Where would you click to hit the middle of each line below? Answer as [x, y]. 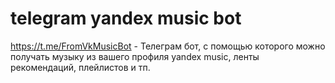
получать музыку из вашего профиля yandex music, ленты [135, 56]
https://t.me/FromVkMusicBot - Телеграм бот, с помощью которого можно [168, 46]
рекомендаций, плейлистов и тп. [80, 67]
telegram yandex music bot [126, 18]
